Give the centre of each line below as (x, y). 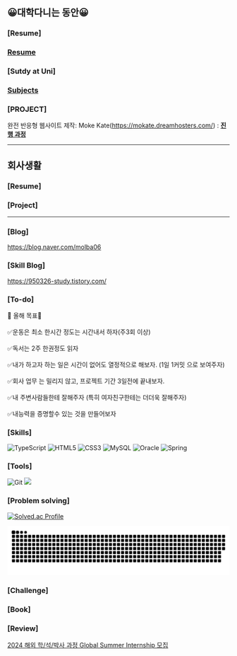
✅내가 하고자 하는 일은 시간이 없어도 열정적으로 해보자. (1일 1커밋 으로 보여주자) (116, 364)
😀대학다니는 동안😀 (48, 13)
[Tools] (20, 466)
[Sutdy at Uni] (32, 71)
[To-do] (21, 299)
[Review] (23, 628)
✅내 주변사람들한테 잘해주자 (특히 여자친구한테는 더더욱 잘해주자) (97, 397)
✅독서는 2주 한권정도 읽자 (43, 348)
